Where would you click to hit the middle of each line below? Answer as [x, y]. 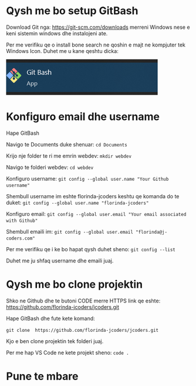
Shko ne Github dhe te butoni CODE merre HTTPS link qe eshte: [83, 301]
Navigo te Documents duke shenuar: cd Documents [67, 144]
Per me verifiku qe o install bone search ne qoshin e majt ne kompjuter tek [96, 45]
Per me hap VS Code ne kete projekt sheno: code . [67, 352]
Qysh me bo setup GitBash [72, 11]
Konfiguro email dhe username [83, 117]
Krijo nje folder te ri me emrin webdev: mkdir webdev [69, 156]
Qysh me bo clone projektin [74, 284]
